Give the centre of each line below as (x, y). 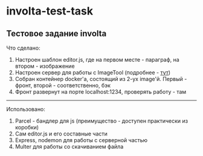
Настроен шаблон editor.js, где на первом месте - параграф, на (97, 60)
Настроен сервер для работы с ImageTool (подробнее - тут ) (93, 73)
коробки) (27, 127)
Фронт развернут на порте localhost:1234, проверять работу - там (101, 92)
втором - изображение (45, 66)
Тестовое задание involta (56, 34)
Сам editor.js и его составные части (61, 134)
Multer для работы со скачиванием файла (69, 147)
